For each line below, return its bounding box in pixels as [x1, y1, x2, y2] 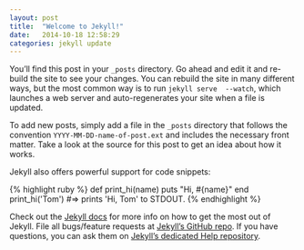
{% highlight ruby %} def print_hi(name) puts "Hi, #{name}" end [9, 184, 249, 195]
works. [9, 149, 35, 160]
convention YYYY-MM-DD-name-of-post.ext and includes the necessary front [9, 129, 289, 141]
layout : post [9, 13, 59, 23]
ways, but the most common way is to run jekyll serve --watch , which [9, 83, 281, 94]
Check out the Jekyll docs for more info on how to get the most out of [9, 211, 271, 223]
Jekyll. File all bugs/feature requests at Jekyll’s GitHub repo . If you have [9, 221, 279, 232]
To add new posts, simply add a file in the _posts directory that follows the [9, 120, 289, 131]
